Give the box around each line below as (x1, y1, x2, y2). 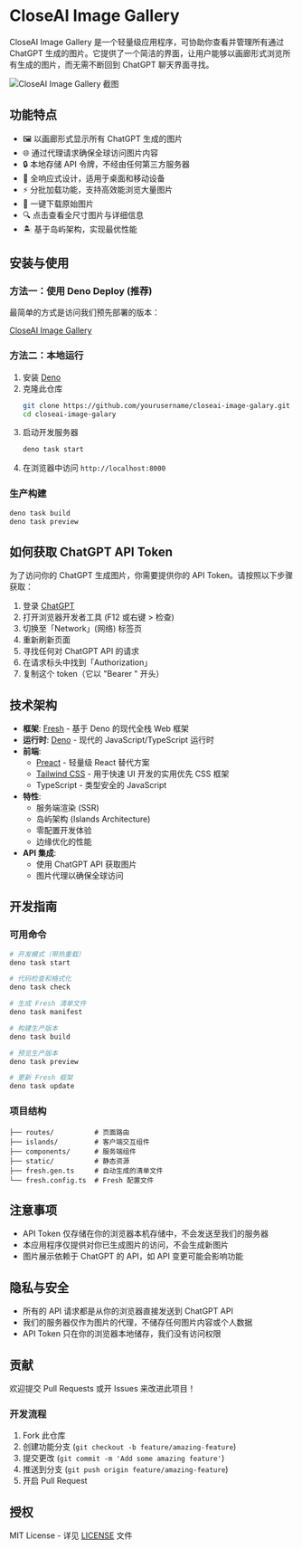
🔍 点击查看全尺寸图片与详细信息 (22, 209, 145, 220)
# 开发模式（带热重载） (9, 949, 86, 959)
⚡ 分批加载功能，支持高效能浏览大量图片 (22, 184, 174, 195)
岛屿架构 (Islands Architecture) (35, 813, 151, 824)
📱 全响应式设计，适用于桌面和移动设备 (22, 173, 165, 184)
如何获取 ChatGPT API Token (9, 544, 174, 559)
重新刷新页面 (22, 634, 71, 645)
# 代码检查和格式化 (9, 974, 72, 984)
